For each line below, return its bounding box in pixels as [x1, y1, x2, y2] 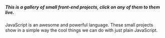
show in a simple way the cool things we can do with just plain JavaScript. [5, 27, 158, 33]
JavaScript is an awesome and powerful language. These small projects [5, 21, 153, 27]
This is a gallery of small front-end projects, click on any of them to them [5, 4, 160, 10]
